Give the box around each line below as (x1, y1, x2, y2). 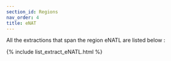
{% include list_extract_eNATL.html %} (6, 48, 103, 56)
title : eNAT (6, 20, 36, 26)
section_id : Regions (6, 8, 59, 15)
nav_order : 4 (6, 14, 39, 21)
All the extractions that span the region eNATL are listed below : (6, 37, 166, 44)
